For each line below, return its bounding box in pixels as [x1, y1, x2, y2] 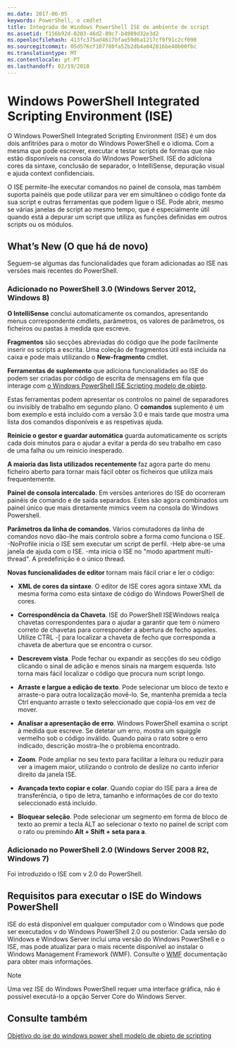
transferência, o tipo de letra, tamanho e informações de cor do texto [17, 791, 218, 800]
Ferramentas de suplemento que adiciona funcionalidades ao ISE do [7, 366, 209, 374]
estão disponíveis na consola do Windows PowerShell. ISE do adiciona [7, 154, 212, 162]
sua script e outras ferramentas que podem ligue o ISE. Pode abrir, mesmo [7, 197, 224, 206]
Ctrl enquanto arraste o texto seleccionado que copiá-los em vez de [17, 697, 216, 706]
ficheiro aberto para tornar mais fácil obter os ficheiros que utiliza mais [7, 467, 213, 476]
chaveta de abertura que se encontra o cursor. [17, 640, 153, 649]
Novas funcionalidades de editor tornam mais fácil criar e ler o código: [7, 568, 215, 577]
